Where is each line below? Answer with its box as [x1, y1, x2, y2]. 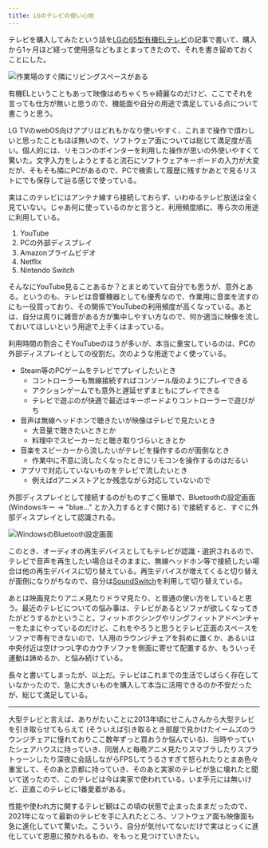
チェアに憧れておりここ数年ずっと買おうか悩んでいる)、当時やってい [29, 734, 254, 743]
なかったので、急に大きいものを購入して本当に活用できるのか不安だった [14, 680, 253, 689]
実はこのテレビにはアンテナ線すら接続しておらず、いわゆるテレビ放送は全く [8, 192, 259, 202]
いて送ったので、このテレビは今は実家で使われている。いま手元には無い [8, 774, 245, 783]
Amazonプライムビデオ [19, 248, 97, 257]
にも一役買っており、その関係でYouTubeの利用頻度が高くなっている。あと [8, 301, 253, 311]
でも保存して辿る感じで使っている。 [22, 175, 141, 184]
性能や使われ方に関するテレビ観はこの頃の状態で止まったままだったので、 [8, 801, 252, 810]
